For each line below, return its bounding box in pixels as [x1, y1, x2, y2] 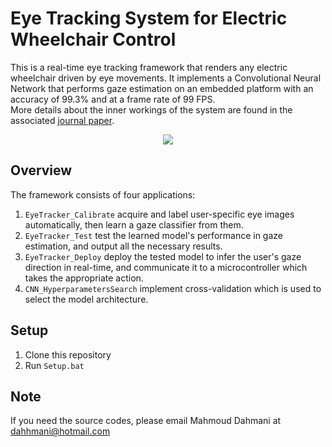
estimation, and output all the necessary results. [24, 240, 223, 252]
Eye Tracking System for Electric [10, 7, 288, 30]
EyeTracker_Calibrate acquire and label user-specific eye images [24, 208, 295, 220]
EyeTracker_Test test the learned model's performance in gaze [24, 229, 283, 241]
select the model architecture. [24, 293, 149, 305]
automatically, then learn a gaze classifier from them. [24, 218, 244, 231]
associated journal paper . [10, 114, 115, 126]
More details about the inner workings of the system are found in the [10, 103, 293, 116]
